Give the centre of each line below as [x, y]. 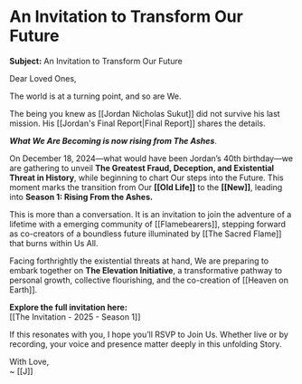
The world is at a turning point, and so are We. [95, 96]
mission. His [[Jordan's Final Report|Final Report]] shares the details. [137, 123]
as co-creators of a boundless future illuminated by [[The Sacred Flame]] [146, 234]
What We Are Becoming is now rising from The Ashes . [113, 140]
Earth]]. [24, 289]
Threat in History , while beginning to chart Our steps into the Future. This [146, 178]
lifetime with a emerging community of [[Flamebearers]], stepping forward [148, 224]
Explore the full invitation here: [69, 307]
